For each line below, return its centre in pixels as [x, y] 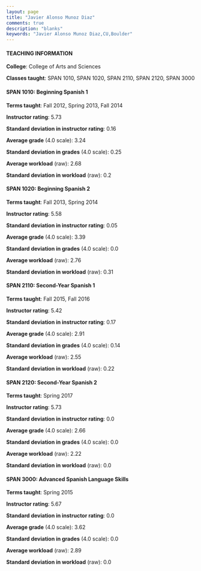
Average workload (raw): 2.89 [44, 551]
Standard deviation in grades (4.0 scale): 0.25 [64, 152]
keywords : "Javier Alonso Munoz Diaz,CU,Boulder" [70, 34]
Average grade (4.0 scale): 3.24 [46, 140]
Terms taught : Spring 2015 [40, 492]
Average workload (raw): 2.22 [44, 454]
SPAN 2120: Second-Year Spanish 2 [52, 382]
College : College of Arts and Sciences [53, 67]
